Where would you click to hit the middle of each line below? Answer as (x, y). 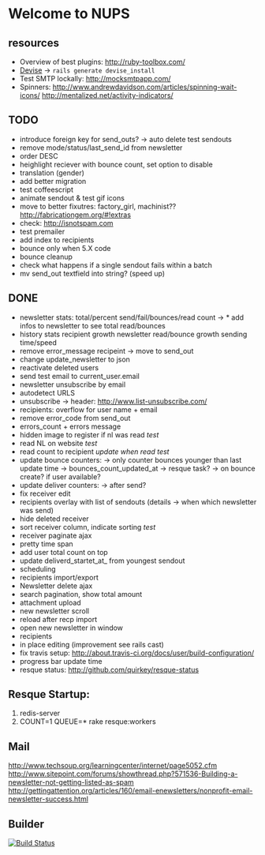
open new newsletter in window (71, 628)
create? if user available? (60, 476)
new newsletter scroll (54, 611)
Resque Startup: (49, 694)
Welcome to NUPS (69, 14)
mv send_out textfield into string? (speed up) (92, 273)
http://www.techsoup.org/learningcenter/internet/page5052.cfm (113, 766)
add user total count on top (63, 552)
